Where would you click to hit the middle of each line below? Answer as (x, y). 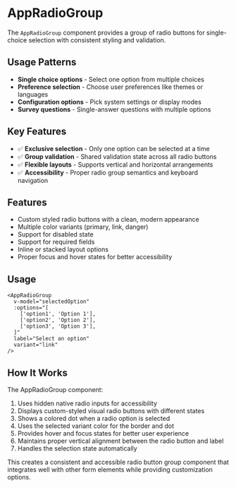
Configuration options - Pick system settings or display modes (110, 102)
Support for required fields (56, 242)
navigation (33, 180)
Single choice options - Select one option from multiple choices (111, 79)
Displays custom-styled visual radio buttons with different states (111, 411)
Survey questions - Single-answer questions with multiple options (114, 109)
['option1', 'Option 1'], (58, 314)
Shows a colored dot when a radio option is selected (94, 418)
